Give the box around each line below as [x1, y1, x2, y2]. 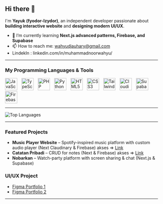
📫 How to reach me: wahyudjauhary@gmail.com [12, 43, 111, 49]
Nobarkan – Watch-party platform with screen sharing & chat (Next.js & [12, 155, 155, 161]
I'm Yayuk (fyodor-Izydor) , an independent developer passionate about [5, 18, 149, 23]
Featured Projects [5, 129, 48, 135]
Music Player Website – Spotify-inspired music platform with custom [12, 140, 150, 146]
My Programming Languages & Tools [5, 67, 94, 74]
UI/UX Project [5, 172, 38, 179]
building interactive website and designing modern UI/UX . [5, 23, 125, 29]
